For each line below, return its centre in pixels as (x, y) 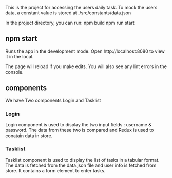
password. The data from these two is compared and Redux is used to (80, 130)
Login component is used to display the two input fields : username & (79, 124)
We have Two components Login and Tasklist (53, 100)
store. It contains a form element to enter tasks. (55, 171)
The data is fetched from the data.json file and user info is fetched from (81, 165)
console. (15, 72)
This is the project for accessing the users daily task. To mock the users (81, 7)
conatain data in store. (29, 136)
